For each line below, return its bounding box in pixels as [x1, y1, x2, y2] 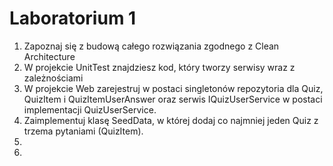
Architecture [23, 50, 76, 62]
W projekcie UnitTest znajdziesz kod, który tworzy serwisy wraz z [23, 61, 296, 73]
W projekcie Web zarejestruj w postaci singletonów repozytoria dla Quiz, [23, 82, 324, 94]
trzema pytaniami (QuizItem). [23, 125, 144, 137]
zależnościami [23, 72, 84, 84]
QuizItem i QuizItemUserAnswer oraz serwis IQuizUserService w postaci [23, 93, 323, 105]
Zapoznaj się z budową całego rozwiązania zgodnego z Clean [23, 40, 280, 52]
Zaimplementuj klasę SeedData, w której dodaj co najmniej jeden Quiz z [23, 114, 319, 126]
